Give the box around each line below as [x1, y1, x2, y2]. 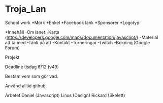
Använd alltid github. [5, 82, 47, 89]
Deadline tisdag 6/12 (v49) [5, 64, 59, 70]
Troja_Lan [5, 3, 46, 15]
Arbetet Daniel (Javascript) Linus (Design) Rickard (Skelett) [5, 92, 126, 98]
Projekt [5, 54, 20, 60]
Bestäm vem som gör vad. [5, 73, 58, 79]
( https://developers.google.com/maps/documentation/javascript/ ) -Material [5, 34, 159, 40]
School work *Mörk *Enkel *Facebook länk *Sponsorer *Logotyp [5, 20, 140, 26]
